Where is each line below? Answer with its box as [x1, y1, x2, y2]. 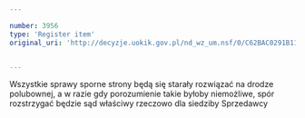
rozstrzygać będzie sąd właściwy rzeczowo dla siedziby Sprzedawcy [9, 98, 269, 109]
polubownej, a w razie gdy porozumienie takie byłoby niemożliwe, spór [9, 88, 275, 100]
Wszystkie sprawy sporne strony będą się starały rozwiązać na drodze [9, 79, 274, 90]
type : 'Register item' [9, 29, 95, 39]
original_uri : [9, 38, 64, 47]
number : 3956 [9, 21, 59, 30]
